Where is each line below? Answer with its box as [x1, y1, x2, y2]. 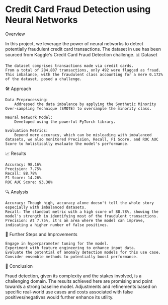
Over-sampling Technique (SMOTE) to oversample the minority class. [5, 106, 152, 111]
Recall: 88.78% [5, 171, 37, 176]
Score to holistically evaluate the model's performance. [5, 141, 129, 146]
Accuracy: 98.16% [5, 162, 42, 167]
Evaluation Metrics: [5, 128, 49, 133]
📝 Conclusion [5, 263, 33, 269]
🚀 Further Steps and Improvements [5, 231, 78, 237]
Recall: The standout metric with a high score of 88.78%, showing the [5, 209, 158, 214]
